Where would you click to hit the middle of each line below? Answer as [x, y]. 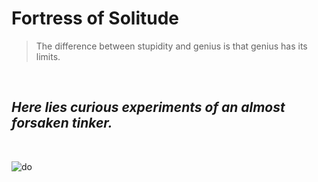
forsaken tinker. [62, 123]
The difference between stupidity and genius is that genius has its [171, 46]
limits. [48, 56]
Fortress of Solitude [95, 18]
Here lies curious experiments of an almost [148, 107]
